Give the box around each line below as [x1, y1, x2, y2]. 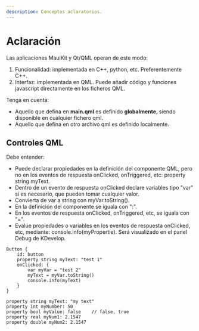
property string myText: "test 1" [17, 257, 102, 263]
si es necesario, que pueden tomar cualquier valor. [14, 190, 140, 197]
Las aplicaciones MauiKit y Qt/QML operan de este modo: [6, 54, 148, 61]
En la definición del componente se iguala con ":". [14, 203, 137, 211]
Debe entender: [6, 153, 45, 161]
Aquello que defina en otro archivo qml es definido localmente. [14, 120, 170, 128]
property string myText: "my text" [6, 299, 95, 305]
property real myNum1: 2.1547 [6, 314, 82, 320]
